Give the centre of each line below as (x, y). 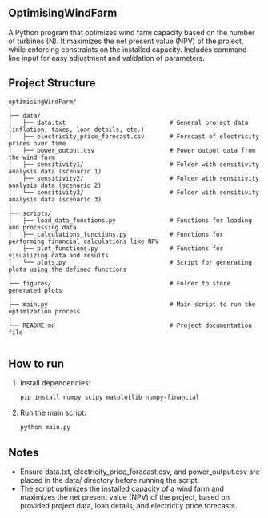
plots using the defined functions (68, 269)
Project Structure (52, 83)
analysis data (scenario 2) (55, 185)
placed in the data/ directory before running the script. (110, 480)
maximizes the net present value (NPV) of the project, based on (125, 497)
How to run (36, 364)
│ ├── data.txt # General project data (128, 122)
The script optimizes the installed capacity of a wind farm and (122, 488)
